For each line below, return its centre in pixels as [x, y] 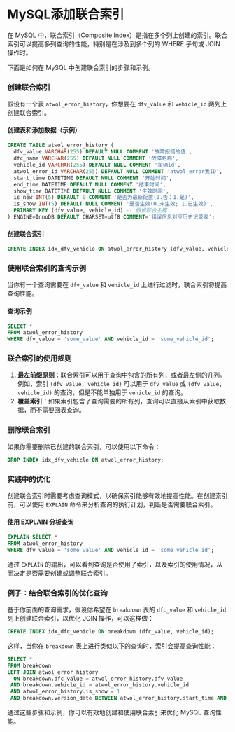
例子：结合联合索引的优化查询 [58, 593]
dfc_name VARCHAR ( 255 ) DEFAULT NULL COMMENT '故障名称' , [96, 158]
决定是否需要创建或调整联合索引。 [62, 573]
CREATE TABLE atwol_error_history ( [60, 145]
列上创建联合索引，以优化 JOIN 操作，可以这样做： [80, 619]
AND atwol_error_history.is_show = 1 [65, 692]
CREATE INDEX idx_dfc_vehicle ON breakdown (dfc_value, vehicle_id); [111, 632]
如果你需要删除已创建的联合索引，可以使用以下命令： [84, 446]
